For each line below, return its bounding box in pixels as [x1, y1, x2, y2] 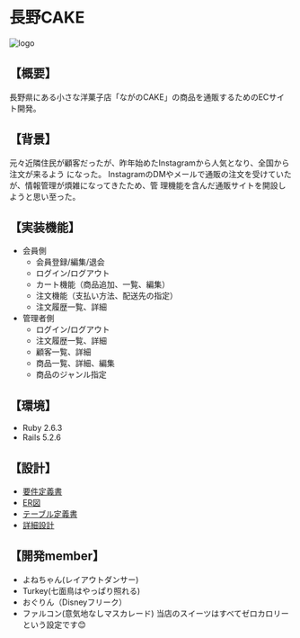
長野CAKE [9, 7, 85, 28]
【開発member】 [9, 549, 105, 564]
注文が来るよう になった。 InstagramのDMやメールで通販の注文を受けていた [9, 168, 292, 179]
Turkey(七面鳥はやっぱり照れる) [22, 585, 141, 596]
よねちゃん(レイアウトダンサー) [22, 574, 139, 585]
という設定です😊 [22, 619, 87, 630]
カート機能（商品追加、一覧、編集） [35, 279, 171, 290]
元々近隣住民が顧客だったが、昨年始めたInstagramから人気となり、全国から [9, 157, 290, 168]
